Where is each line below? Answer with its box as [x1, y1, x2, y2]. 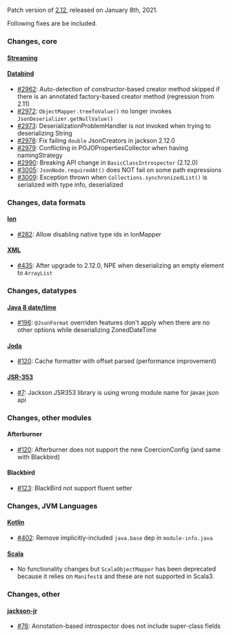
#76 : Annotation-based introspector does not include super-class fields [17, 622, 221, 630]
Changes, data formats [7, 197, 86, 207]
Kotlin [7, 518, 25, 526]
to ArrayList [17, 269, 53, 277]
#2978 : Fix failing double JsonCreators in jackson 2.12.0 [17, 136, 176, 145]
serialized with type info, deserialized [17, 180, 123, 189]
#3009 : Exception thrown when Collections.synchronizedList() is [17, 173, 208, 181]
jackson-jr [7, 607, 38, 615]
